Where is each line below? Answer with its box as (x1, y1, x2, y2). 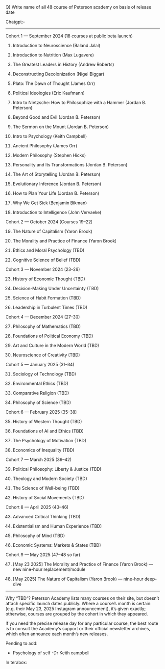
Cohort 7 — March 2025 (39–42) (5, 456, 72, 462)
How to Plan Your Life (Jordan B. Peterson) (12, 190, 99, 196)
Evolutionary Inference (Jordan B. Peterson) (12, 181, 102, 187)
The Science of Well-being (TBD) (12, 485, 80, 491)
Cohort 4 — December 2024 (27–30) (5, 314, 80, 320)
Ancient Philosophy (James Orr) (12, 143, 77, 149)
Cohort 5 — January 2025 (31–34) (5, 362, 75, 367)
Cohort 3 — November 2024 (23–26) (5, 267, 80, 272)
